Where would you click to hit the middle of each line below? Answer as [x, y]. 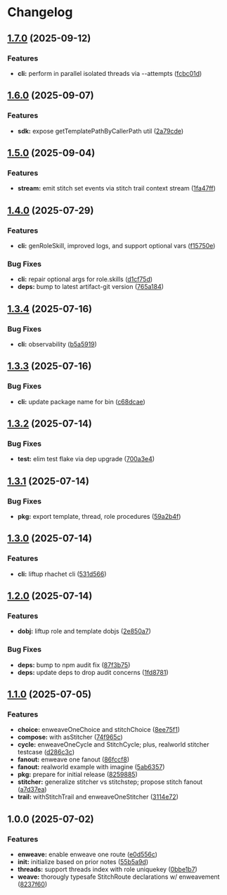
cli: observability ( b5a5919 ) [57, 344]
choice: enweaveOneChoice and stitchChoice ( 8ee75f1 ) [99, 730]
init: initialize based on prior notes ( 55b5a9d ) [83, 862]
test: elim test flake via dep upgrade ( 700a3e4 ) [86, 459]
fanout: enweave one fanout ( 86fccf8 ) [73, 759]
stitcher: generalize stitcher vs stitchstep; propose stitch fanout [110, 782]
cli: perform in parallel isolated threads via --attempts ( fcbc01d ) [110, 73]
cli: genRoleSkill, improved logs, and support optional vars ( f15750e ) [116, 245]
